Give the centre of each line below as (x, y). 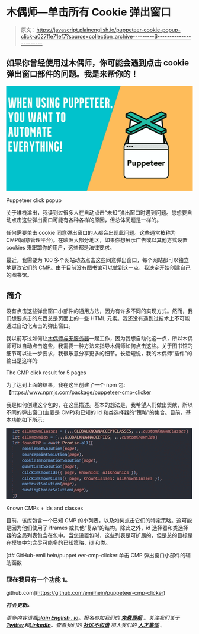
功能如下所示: (28, 420)
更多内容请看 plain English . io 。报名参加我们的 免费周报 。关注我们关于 (93, 618)
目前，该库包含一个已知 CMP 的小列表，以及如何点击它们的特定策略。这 (94, 521)
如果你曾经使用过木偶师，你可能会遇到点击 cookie (98, 63)
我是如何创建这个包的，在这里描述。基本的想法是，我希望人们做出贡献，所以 (99, 405)
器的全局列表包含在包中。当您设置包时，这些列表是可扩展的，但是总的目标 (97, 535)
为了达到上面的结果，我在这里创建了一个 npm (62, 385)
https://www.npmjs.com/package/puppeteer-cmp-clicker (81, 392)
